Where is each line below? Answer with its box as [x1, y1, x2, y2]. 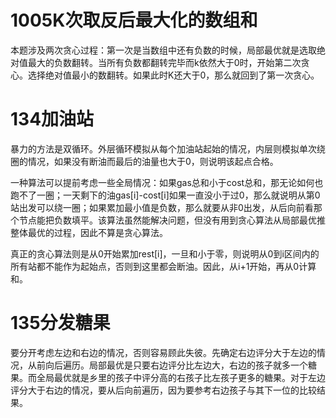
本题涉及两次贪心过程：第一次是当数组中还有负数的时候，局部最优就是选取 [10, 44, 317, 56]
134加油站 [10, 108, 95, 131]
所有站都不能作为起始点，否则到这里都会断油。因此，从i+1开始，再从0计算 [10, 260, 317, 272]
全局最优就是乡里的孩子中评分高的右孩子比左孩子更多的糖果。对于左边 [36, 371, 326, 383]
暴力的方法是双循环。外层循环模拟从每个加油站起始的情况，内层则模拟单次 [10, 142, 317, 155]
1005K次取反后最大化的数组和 [10, 9, 258, 32]
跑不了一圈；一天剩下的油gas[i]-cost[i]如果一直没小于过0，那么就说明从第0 [10, 189, 321, 201]
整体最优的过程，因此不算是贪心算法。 [10, 226, 168, 238]
